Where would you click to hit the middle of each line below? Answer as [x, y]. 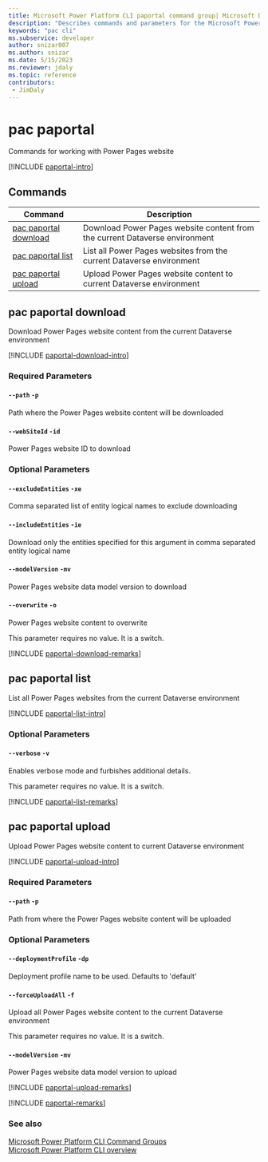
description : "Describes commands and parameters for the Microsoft [124, 23]
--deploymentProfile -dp [49, 959]
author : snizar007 [39, 45]
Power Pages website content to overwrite [78, 622]
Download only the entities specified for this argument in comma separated [132, 542]
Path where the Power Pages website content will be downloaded [116, 413]
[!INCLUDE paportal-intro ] [51, 167]
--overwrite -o [33, 606]
